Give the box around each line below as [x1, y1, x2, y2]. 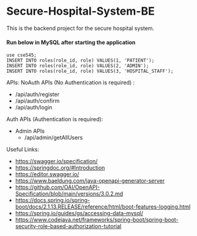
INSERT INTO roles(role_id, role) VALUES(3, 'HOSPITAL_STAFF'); [6, 68, 174, 75]
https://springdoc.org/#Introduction [15, 164, 105, 172]
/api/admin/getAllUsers [24, 134, 83, 141]
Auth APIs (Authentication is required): [6, 116, 103, 123]
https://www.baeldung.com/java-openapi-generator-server [15, 177, 165, 185]
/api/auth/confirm [15, 97, 60, 105]
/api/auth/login [15, 104, 53, 111]
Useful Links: [6, 146, 40, 153]
